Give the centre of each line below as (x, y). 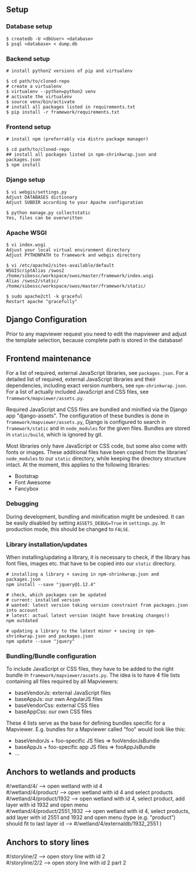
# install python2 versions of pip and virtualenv (69, 71)
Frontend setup (29, 127)
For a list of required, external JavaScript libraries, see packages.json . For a (97, 373)
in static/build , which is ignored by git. (54, 434)
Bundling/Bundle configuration (51, 656)
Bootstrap (26, 476)
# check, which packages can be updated (57, 595)
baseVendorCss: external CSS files (57, 705)
